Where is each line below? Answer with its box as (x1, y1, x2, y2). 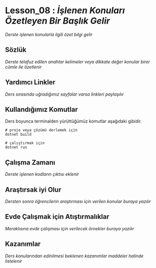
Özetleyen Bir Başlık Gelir (5, 15, 110, 26)
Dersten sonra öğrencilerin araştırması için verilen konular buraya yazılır (5, 198, 151, 204)
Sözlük (5, 46, 27, 54)
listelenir (5, 258, 22, 264)
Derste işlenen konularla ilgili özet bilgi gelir (5, 31, 93, 37)
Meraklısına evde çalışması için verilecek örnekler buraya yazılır (5, 225, 134, 231)
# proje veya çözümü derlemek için (5, 128, 78, 133)
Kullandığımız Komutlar (5, 105, 78, 114)
